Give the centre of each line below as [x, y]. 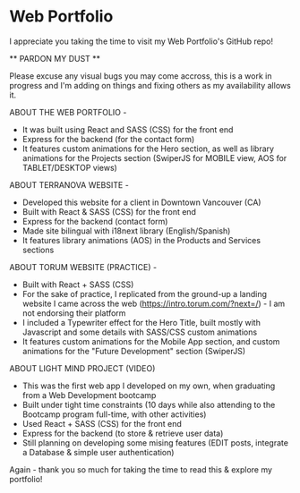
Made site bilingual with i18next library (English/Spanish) [126, 231]
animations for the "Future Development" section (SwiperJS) [134, 351]
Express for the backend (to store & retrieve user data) [123, 433]
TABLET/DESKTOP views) [70, 167]
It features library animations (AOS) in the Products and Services [141, 240]
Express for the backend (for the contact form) [108, 139]
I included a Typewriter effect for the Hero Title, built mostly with [141, 322]
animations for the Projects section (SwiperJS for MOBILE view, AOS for [154, 157]
